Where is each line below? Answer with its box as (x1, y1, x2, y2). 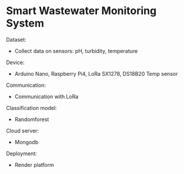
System (6, 16, 45, 30)
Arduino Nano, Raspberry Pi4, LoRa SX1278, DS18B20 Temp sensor (14, 70, 178, 77)
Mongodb (14, 138, 39, 145)
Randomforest (14, 116, 49, 123)
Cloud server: (6, 127, 39, 134)
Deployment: (6, 150, 37, 157)
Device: (6, 59, 25, 66)
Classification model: (6, 104, 57, 111)
